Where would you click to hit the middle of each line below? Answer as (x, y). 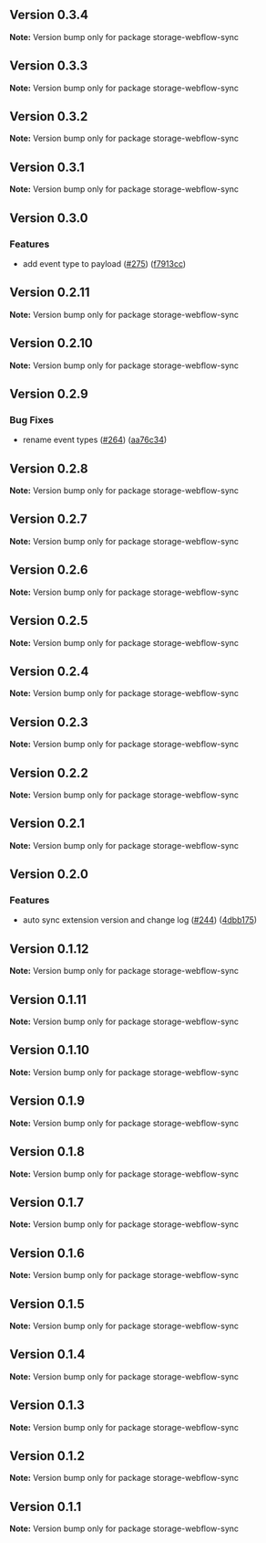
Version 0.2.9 (49, 393)
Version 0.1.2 (47, 1456)
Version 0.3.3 (49, 66)
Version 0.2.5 (49, 621)
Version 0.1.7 (47, 1202)
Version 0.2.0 (49, 875)
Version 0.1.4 (47, 1354)
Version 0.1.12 (49, 949)
